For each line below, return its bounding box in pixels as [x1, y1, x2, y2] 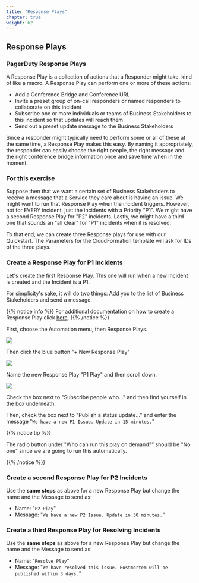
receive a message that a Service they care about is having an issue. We [6, 194, 184, 201]
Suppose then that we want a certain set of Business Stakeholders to [6, 188, 175, 195]
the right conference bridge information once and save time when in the [6, 153, 182, 161]
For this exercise [6, 174, 55, 182]
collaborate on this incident [14, 104, 82, 111]
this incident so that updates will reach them [14, 117, 124, 124]
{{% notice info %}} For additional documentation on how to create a [6, 308, 175, 315]
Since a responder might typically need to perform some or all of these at [6, 134, 186, 142]
